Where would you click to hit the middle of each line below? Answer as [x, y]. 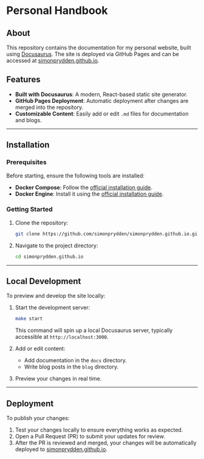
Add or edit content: [40, 349]
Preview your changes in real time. [58, 379]
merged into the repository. [49, 107]
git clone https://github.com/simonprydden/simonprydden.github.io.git [107, 234]
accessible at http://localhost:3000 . [62, 337]
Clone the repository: [42, 223]
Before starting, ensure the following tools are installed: [75, 175]
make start [29, 319]
